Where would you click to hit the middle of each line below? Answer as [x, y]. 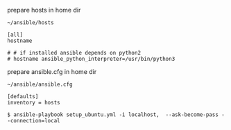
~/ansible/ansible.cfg [40, 84]
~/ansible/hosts [31, 23]
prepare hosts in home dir [44, 10]
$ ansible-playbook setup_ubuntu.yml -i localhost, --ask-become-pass [113, 115]
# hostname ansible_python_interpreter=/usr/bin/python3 [91, 59]
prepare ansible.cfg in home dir [52, 72]
